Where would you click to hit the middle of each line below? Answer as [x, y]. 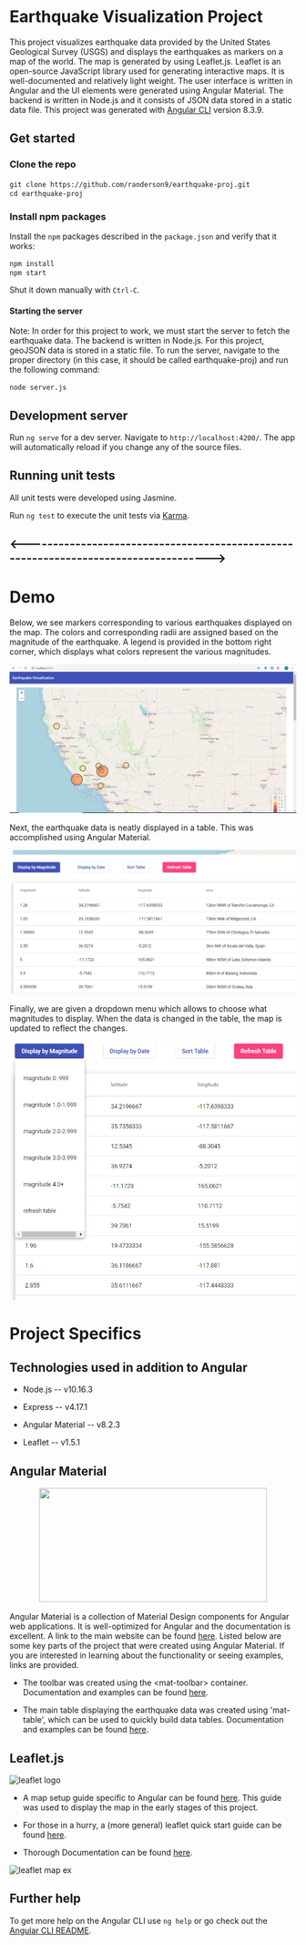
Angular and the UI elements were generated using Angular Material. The [147, 90]
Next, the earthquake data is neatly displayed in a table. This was [132, 828]
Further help [46, 1899]
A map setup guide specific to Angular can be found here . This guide [152, 1797]
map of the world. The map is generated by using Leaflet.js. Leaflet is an [145, 61]
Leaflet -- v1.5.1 [51, 1443]
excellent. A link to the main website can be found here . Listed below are [146, 1636]
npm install [32, 263]
